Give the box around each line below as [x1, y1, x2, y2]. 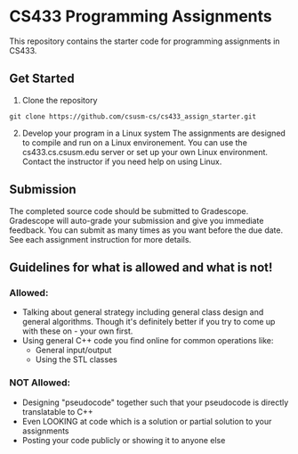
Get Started [9, 71, 75, 87]
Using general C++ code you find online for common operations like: [21, 335, 274, 346]
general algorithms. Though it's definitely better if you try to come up [21, 317, 276, 327]
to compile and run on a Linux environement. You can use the [21, 136, 247, 148]
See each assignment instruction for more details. [9, 234, 192, 244]
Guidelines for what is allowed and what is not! [9, 260, 273, 275]
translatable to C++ [21, 406, 93, 417]
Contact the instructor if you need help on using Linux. [21, 156, 222, 167]
